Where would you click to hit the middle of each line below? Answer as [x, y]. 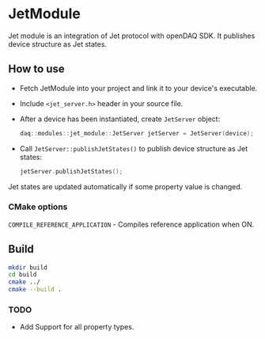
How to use [36, 69]
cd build [23, 275]
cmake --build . [35, 290]
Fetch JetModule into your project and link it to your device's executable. [138, 88]
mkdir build [28, 267]
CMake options [38, 207]
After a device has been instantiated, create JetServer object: [120, 119]
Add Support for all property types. [77, 327]
